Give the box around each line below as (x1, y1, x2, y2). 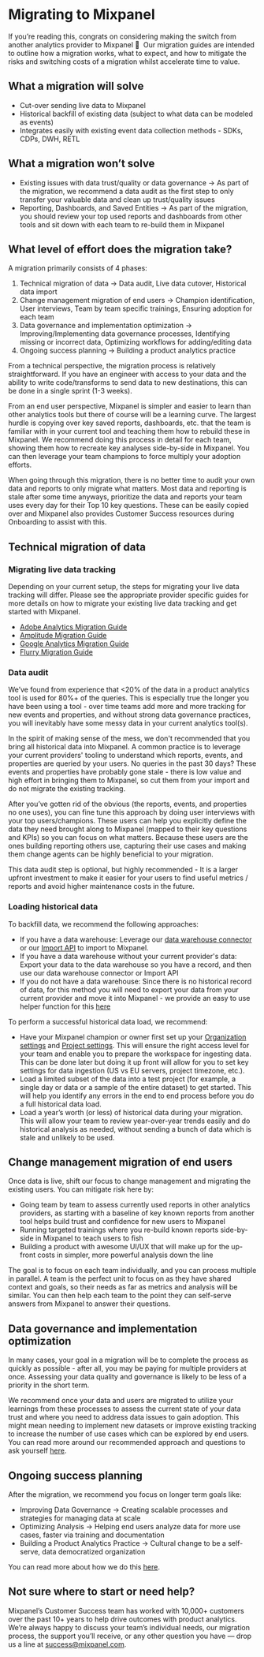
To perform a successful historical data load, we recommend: (8, 1017, 208, 1026)
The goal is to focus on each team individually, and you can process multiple (8, 1266, 257, 1275)
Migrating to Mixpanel (8, 6, 155, 24)
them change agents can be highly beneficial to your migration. (8, 849, 214, 859)
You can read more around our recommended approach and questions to (8, 1438, 246, 1447)
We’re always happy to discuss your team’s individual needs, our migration (8, 1622, 251, 1632)
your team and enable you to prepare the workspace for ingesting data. (19, 1049, 252, 1058)
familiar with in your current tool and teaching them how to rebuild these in (8, 427, 251, 436)
